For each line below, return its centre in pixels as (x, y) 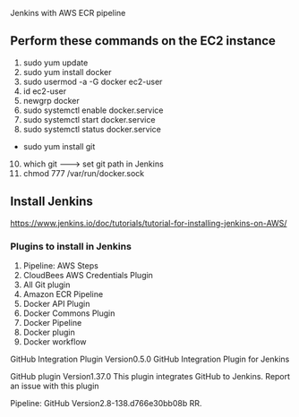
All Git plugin (47, 285)
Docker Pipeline (52, 322)
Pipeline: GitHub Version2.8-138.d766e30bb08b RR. (106, 403)
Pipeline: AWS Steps (61, 265)
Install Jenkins (51, 202)
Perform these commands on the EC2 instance (143, 41)
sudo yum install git (59, 146)
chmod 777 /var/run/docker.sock (84, 173)
